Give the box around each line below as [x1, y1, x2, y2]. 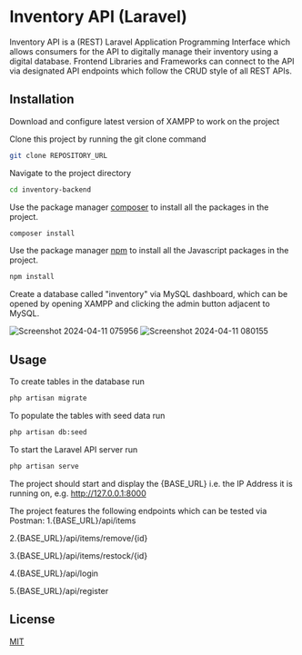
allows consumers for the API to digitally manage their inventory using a [9, 45, 279, 56]
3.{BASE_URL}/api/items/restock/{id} [9, 550, 148, 561]
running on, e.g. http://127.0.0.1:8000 [9, 488, 147, 499]
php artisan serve [9, 461, 79, 471]
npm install [9, 273, 55, 282]
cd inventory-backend [9, 184, 92, 194]
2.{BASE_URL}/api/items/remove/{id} [9, 532, 148, 543]
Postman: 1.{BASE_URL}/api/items [9, 515, 136, 526]
